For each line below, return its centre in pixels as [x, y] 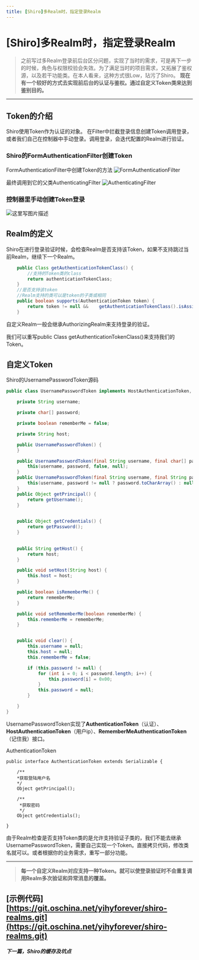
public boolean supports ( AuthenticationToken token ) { [86, 301]
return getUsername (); [55, 500]
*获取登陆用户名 [34, 778]
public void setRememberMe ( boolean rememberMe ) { [79, 614]
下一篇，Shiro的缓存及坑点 [39, 951]
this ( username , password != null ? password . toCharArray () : [105, 483]
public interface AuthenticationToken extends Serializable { [84, 761]
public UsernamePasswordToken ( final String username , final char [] [102, 461]
